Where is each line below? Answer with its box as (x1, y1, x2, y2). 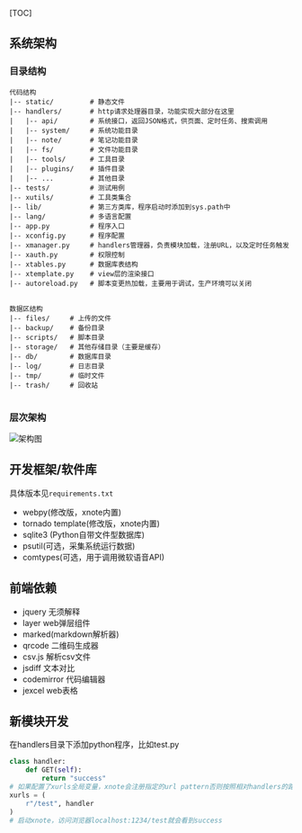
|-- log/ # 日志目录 (9, 362, 105, 371)
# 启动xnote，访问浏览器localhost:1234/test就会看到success (9, 816, 223, 825)
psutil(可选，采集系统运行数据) (22, 540, 136, 551)
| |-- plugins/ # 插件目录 (9, 164, 126, 174)
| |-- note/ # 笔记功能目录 (9, 135, 138, 145)
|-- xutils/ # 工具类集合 (9, 193, 132, 202)
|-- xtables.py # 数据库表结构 (9, 260, 138, 269)
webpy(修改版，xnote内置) (22, 506, 122, 517)
